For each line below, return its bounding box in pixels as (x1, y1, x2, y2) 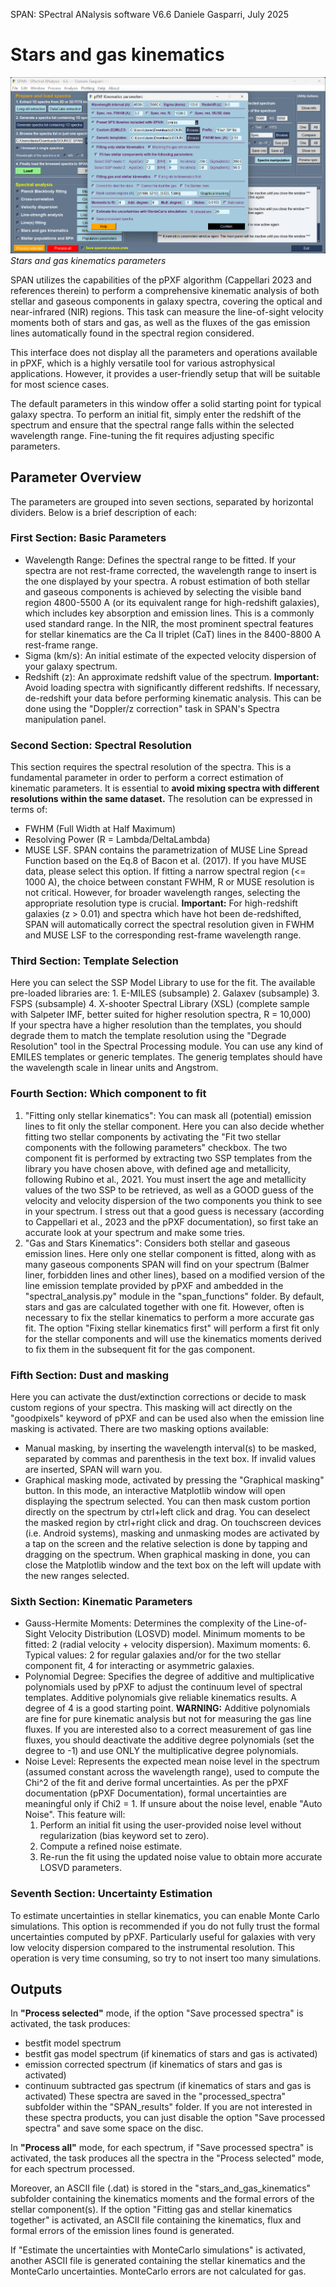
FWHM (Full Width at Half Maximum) (24, 823, 177, 835)
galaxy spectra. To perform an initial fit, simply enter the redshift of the (10, 408, 302, 420)
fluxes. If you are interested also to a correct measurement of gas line (24, 1724, 312, 1736)
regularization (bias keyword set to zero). (39, 1830, 210, 1842)
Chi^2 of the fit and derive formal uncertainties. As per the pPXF (24, 1777, 290, 1789)
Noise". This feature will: (24, 1809, 126, 1821)
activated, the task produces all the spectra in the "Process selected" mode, (10, 2152, 325, 2164)
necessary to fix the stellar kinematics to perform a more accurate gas (24, 1311, 315, 1323)
